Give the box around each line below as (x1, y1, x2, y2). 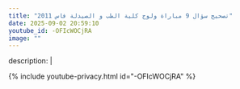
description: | (8, 56, 53, 66)
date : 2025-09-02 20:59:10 (8, 19, 99, 27)
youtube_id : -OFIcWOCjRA (8, 26, 92, 34)
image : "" (8, 34, 42, 42)
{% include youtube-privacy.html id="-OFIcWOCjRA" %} (8, 71, 196, 81)
